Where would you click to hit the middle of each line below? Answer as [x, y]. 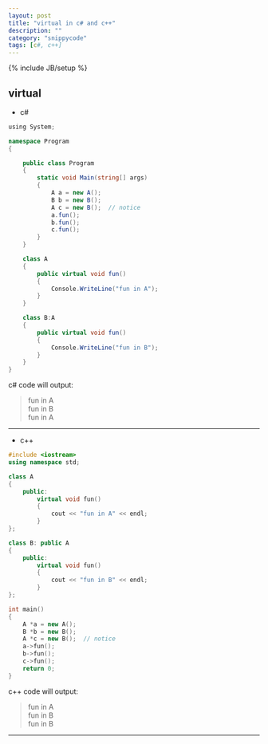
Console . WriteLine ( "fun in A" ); [104, 289]
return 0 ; [39, 668]
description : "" [35, 30]
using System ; [32, 127]
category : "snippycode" [48, 38]
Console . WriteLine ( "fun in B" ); [104, 348]
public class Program [58, 163]
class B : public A [39, 543]
